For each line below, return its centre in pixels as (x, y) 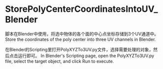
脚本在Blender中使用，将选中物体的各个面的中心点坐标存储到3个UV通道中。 (82, 34)
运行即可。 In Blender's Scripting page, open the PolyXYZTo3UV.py (86, 56)
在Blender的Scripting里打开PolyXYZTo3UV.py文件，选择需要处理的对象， (79, 49)
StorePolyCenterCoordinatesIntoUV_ (81, 9)
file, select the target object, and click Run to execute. (60, 61)
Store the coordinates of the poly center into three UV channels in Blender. (81, 39)
